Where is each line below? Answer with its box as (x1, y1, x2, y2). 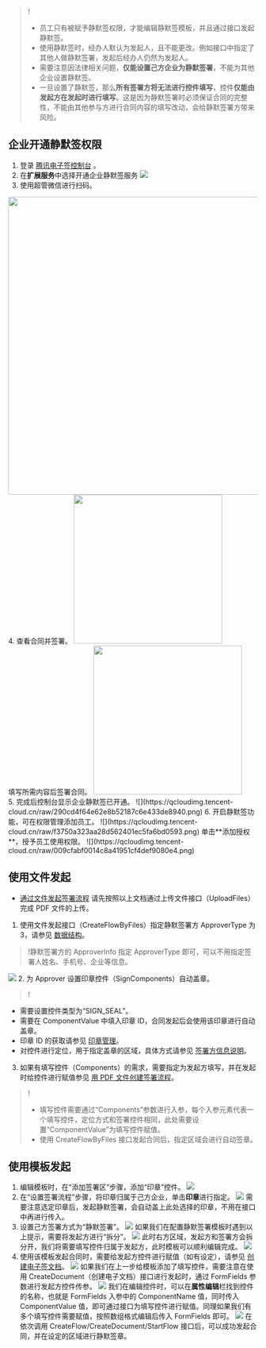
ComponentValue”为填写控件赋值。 (49, 1124, 165, 1134)
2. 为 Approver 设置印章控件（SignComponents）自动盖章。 (17, 973, 214, 983)
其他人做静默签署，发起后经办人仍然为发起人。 (39, 53, 192, 62)
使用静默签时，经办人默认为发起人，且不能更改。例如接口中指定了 (39, 43, 255, 52)
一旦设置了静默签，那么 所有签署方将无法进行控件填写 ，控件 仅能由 (39, 83, 255, 92)
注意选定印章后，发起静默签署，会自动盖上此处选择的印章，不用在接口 (26, 1203, 256, 1212)
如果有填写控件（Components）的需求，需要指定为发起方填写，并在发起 (19, 1062, 256, 1072)
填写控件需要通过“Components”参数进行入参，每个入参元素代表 (39, 1104, 248, 1114)
